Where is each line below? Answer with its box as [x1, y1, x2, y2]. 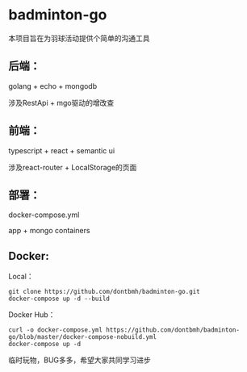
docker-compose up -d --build [8, 295, 111, 303]
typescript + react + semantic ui [8, 145, 115, 155]
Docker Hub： [8, 310, 56, 320]
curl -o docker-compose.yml [8, 326, 103, 334]
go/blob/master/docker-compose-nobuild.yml [8, 333, 157, 341]
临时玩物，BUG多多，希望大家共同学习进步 [8, 355, 152, 365]
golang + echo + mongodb [8, 81, 98, 90]
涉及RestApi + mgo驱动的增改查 [8, 98, 115, 107]
